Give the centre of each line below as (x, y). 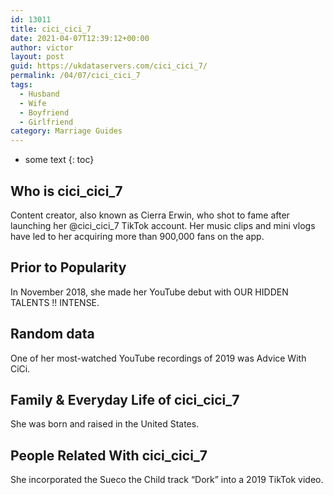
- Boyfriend (44, 112)
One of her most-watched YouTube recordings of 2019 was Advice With (158, 358)
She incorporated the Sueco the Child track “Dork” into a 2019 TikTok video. (167, 480)
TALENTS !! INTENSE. (55, 302)
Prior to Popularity (68, 267)
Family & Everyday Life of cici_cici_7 (125, 399)
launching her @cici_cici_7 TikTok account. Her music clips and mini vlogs (163, 225)
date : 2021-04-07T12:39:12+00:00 (80, 38)
